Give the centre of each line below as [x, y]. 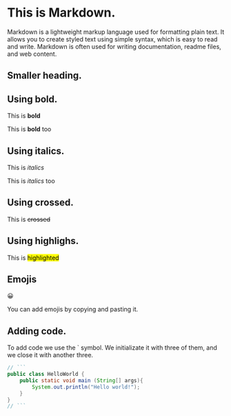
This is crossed [29, 219]
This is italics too [31, 180]
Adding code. [37, 331]
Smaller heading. [44, 76]
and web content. [32, 54]
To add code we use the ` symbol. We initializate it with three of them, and [112, 348]
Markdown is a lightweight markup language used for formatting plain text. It [116, 32]
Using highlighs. [43, 241]
